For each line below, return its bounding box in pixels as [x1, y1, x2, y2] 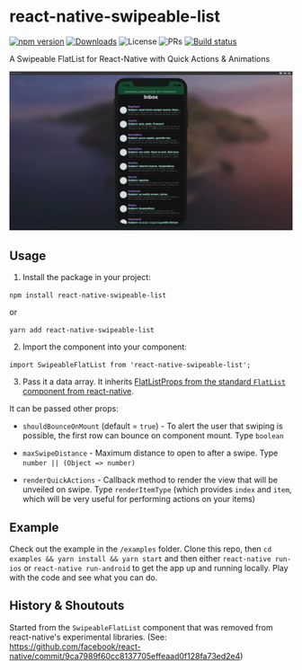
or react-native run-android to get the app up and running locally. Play [23, 563, 289, 574]
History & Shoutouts [9, 598, 125, 613]
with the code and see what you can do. [9, 572, 158, 583]
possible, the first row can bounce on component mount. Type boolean [22, 430, 285, 441]
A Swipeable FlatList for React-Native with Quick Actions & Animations [9, 53, 271, 64]
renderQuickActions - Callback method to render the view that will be [22, 474, 279, 486]
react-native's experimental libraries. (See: [9, 631, 167, 642]
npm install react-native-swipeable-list [9, 291, 167, 300]
